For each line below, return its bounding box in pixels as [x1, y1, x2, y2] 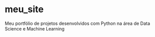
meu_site [5, 4, 44, 15]
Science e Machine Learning [5, 25, 65, 31]
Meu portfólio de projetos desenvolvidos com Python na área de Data [5, 20, 150, 26]
